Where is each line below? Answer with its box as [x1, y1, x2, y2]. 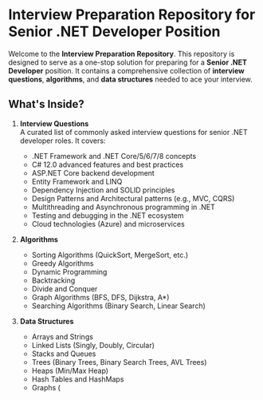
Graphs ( [31, 382, 61, 392]
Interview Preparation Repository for [8, 6, 256, 24]
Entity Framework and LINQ [31, 176, 123, 186]
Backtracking [31, 275, 76, 285]
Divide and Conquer [31, 283, 98, 293]
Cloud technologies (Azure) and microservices [31, 219, 185, 228]
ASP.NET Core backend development [31, 168, 155, 177]
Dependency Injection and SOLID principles [31, 185, 175, 195]
